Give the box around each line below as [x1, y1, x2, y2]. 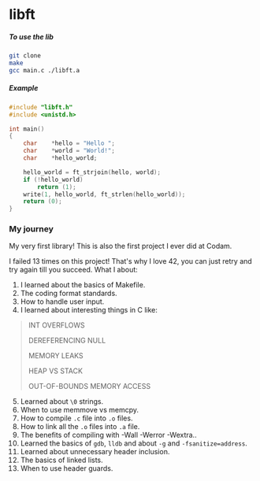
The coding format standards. [20, 289, 117, 298]
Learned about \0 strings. [20, 397, 104, 406]
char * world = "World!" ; [23, 147, 115, 155]
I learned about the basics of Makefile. [20, 280, 146, 290]
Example [9, 83, 39, 93]
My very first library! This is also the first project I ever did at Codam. [9, 242, 232, 251]
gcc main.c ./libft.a [9, 66, 80, 74]
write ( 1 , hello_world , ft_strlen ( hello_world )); [23, 191, 186, 198]
